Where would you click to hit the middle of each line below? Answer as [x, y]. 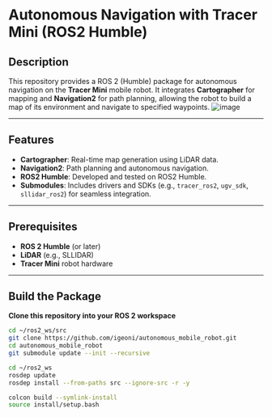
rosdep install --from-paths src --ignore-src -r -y [99, 383]
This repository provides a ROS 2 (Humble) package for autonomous [123, 81]
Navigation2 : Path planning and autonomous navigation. [114, 168]
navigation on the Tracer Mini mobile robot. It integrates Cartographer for [132, 90]
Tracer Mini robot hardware [66, 263]
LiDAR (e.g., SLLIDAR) [57, 255]
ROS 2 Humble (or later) [60, 246]
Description [38, 62]
